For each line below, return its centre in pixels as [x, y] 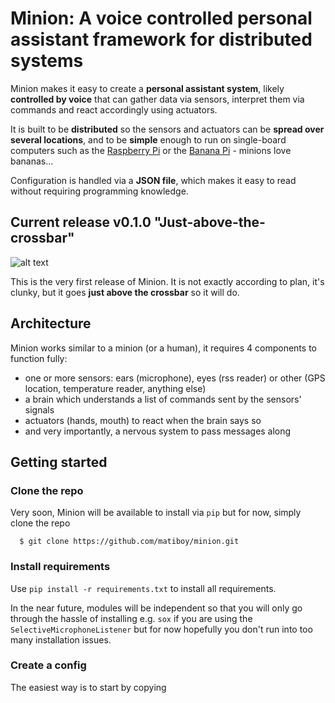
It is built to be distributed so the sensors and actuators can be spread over [167, 129]
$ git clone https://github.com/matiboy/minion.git [129, 542]
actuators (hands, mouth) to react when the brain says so [143, 420]
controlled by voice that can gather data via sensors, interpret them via [157, 99]
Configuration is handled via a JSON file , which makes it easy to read [153, 180]
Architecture [51, 323]
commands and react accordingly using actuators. [114, 109]
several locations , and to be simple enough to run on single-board [148, 139]
